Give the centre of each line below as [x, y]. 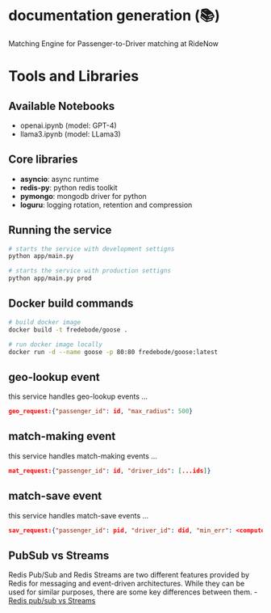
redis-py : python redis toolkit [69, 188]
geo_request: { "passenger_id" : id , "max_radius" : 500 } [101, 412]
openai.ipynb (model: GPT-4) [68, 125]
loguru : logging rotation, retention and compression [106, 205]
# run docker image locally [56, 345]
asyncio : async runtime [59, 179]
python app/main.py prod [50, 279]
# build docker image [45, 322]
